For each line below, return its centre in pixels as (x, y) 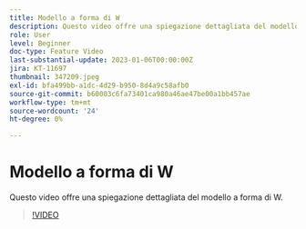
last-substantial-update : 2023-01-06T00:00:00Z (102, 60)
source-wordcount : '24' (55, 111)
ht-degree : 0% (36, 119)
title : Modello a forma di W (65, 18)
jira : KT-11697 (38, 69)
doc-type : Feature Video (56, 52)
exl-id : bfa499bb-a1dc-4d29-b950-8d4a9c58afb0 (99, 85)
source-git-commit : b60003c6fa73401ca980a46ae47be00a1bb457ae (130, 94)
